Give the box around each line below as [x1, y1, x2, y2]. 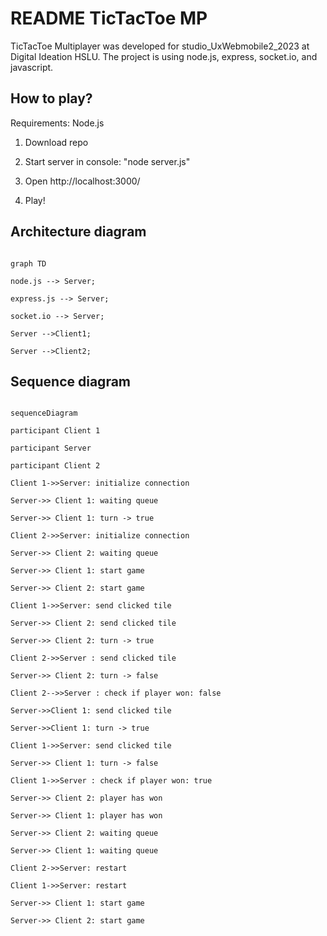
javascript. [10, 61, 54, 73]
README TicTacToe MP [10, 7, 208, 30]
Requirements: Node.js [10, 117, 105, 129]
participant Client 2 [10, 461, 101, 471]
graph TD [10, 258, 47, 269]
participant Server [10, 443, 92, 454]
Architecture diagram [10, 223, 147, 241]
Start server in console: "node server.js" [24, 155, 191, 167]
